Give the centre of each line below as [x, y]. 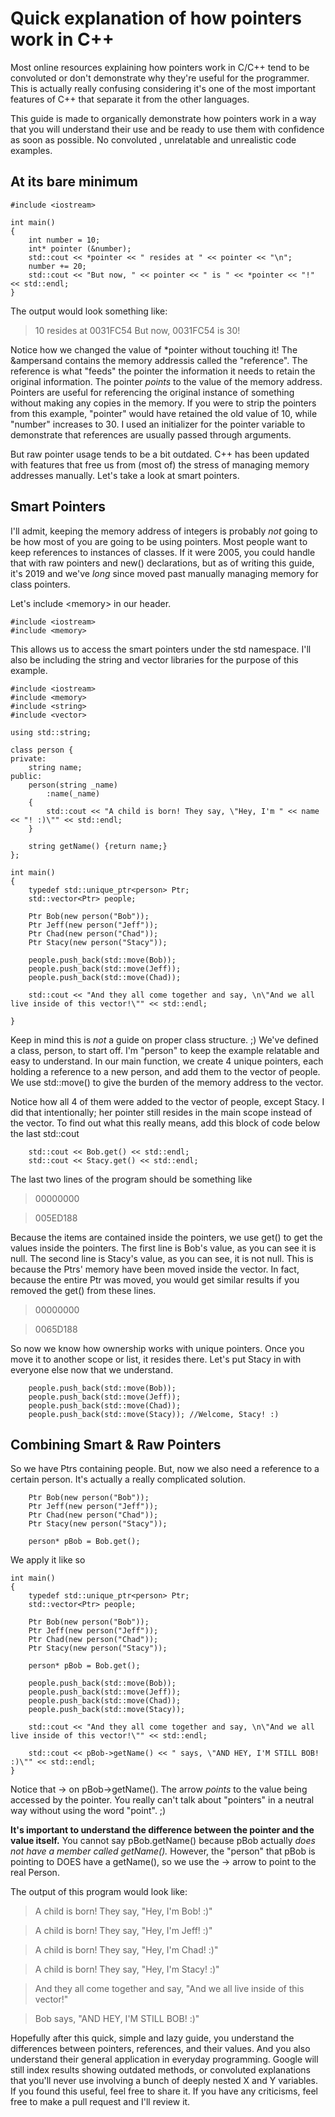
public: [26, 776]
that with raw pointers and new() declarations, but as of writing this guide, [162, 563]
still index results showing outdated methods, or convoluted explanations [161, 2070]
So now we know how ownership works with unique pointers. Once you [157, 1348]
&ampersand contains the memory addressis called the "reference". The [159, 360]
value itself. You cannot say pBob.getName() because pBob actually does [163, 1841]
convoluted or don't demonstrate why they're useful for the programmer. [160, 78]
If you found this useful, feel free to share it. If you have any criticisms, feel [164, 2091]
